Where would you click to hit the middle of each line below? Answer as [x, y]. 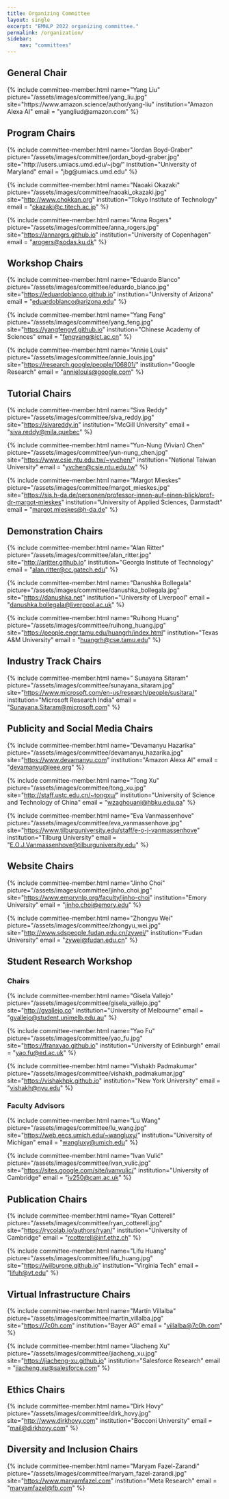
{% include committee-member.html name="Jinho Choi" [86, 883]
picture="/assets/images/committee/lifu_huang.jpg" [80, 1258]
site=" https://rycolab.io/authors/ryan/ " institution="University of [97, 1230]
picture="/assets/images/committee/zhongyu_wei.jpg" [84, 925]
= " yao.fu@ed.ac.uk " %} [42, 1053]
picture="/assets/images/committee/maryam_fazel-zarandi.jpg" [97, 1473]
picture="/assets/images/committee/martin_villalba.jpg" [85, 1319]
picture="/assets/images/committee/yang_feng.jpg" [80, 322]
